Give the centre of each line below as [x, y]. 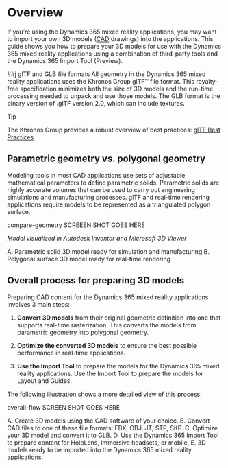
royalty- [207, 81]
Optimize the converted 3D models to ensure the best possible [107, 345]
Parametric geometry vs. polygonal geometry [106, 159]
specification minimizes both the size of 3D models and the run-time [117, 89]
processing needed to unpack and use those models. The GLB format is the [114, 96]
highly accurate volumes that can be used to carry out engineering [101, 189]
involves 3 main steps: [39, 304]
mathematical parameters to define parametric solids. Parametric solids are [113, 183]
